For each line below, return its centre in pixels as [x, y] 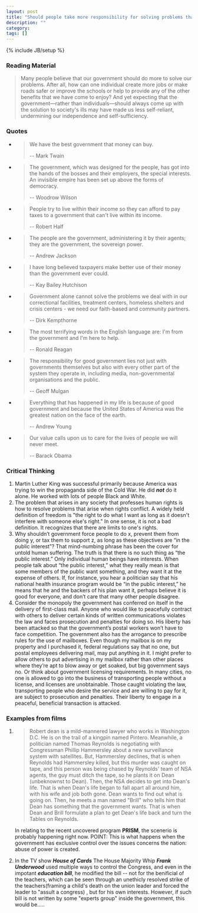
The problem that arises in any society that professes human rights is [99, 503]
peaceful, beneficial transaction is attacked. [68, 703]
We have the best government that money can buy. [91, 144]
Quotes [17, 132]
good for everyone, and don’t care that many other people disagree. [97, 597]
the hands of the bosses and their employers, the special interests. [110, 173]
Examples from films [36, 718]
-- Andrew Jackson [53, 256]
